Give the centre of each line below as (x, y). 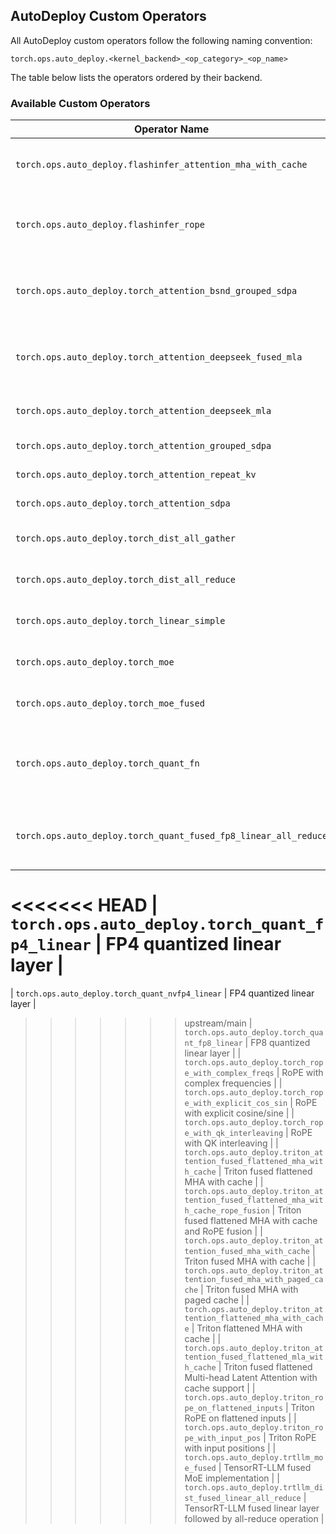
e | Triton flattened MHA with (243, 1328)
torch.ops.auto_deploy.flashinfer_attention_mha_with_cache (161, 165)
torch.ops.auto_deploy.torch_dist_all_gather (125, 538)
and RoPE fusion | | (223, 1231)
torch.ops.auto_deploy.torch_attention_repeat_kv (136, 475)
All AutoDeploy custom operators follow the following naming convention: (161, 40)
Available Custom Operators (80, 103)
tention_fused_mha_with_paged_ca (254, 1280)
